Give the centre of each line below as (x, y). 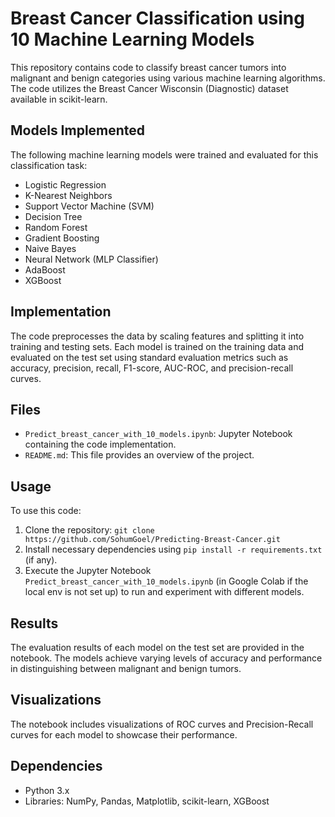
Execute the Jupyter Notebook (88, 571)
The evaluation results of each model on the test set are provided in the (157, 647)
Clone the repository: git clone (89, 530)
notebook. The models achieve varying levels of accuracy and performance (166, 658)
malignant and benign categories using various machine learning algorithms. (168, 78)
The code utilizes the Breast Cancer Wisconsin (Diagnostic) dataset (149, 88)
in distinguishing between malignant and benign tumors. (126, 668)
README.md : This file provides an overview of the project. (139, 455)
